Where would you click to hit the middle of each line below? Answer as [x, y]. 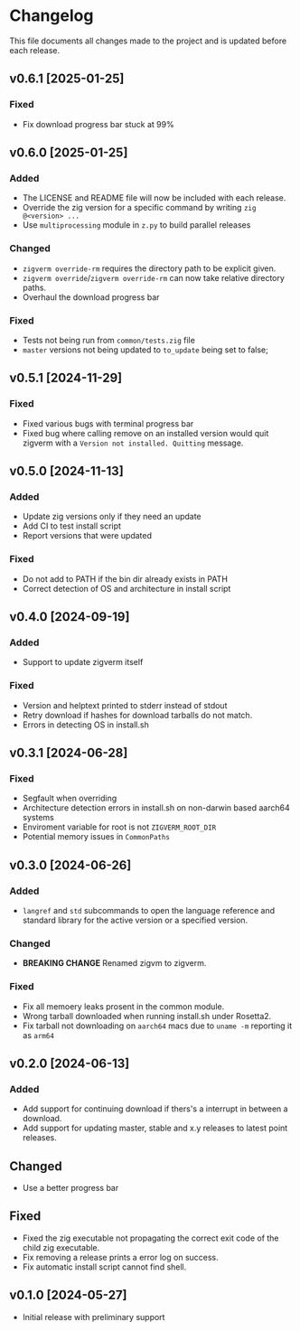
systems [38, 818]
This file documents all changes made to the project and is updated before [148, 41]
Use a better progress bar [70, 1188]
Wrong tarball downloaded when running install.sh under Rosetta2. [147, 1016]
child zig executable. [61, 1247]
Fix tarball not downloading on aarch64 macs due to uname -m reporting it [157, 1026]
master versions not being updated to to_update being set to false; [145, 350]
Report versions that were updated [87, 536]
